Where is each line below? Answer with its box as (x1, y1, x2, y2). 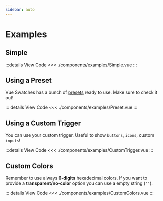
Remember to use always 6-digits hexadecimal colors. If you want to (5, 175, 148, 181)
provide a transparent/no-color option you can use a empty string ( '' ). (5, 180, 153, 186)
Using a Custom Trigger (5, 119, 81, 127)
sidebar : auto (5, 7, 35, 12)
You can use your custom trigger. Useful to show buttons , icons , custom (5, 132, 154, 138)
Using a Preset (5, 76, 52, 85)
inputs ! (5, 138, 20, 144)
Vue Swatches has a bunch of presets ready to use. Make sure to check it (5, 89, 158, 95)
